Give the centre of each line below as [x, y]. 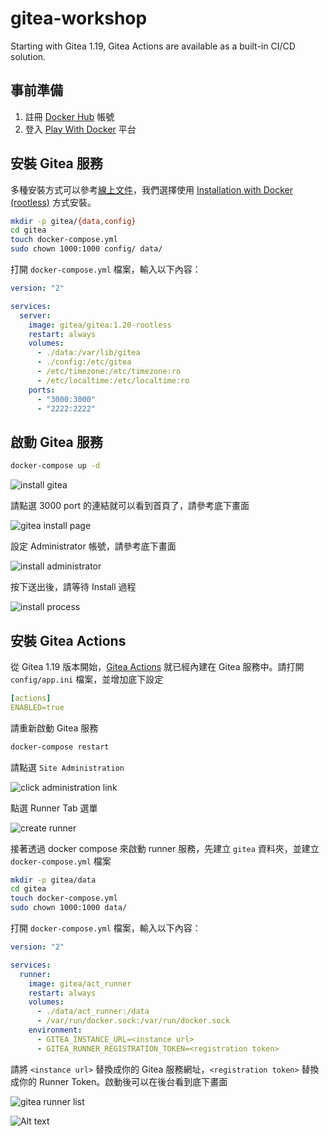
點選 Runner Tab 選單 [54, 808]
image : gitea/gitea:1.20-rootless [100, 325]
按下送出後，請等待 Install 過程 [73, 587]
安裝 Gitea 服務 [56, 163]
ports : [42, 390]
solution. [28, 56]
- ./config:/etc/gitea [84, 362]
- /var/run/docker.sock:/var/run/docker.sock [133, 1021]
